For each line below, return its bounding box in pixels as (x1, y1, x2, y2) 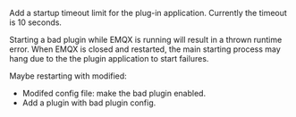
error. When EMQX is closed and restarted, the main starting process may (9, 44, 282, 54)
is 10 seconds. (9, 17, 63, 28)
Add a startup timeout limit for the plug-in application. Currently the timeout (9, 8, 288, 18)
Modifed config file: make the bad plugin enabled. (21, 88, 207, 98)
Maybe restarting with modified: (9, 71, 127, 81)
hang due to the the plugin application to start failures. (9, 54, 209, 63)
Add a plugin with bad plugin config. (21, 97, 156, 108)
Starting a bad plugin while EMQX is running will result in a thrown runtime (9, 35, 283, 45)
